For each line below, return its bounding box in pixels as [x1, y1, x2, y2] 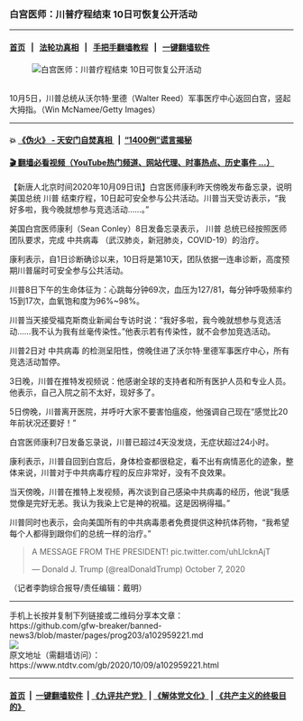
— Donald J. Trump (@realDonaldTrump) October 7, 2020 [31, 564, 246, 575]
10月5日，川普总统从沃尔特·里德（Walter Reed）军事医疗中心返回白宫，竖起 [9, 92, 291, 103]
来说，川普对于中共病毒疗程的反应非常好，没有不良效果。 [16, 467, 231, 478]
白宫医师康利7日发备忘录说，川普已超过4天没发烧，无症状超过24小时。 [9, 436, 274, 448]
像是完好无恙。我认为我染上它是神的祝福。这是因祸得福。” [16, 498, 231, 509]
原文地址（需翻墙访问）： [9, 650, 101, 660]
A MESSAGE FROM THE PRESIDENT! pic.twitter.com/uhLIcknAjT [31, 547, 271, 557]
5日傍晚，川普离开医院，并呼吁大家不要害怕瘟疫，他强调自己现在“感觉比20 [9, 407, 289, 417]
